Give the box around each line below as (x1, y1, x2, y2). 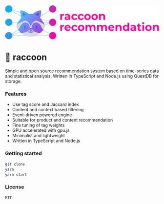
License (5, 184, 24, 190)
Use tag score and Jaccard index (12, 102, 79, 107)
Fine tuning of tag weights (12, 122, 65, 128)
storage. (5, 79, 22, 84)
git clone (5, 162, 25, 166)
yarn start (5, 172, 27, 177)
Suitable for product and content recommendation (12, 117, 113, 123)
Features (5, 91, 27, 98)
